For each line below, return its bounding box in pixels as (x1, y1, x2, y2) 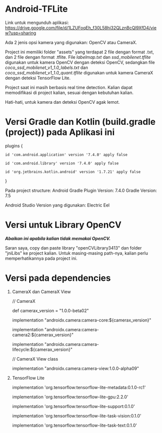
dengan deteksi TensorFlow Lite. (5, 75, 71, 81)
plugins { (5, 143, 23, 149)
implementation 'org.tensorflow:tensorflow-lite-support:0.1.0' (12, 403, 135, 409)
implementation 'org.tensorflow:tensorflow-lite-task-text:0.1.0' (12, 422, 138, 428)
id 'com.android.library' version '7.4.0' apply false (5, 160, 119, 166)
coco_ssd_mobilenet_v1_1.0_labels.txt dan (5, 65, 88, 70)
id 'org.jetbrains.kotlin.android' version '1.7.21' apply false (5, 169, 141, 174)
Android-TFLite (5, 3, 68, 15)
